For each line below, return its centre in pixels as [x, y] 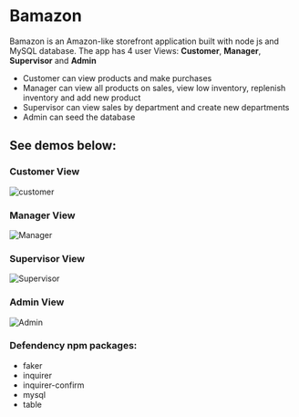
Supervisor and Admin [53, 60]
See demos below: [63, 146]
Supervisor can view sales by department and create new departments [156, 107]
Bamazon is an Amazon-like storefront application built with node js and [144, 41]
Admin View [37, 302]
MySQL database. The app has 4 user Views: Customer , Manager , [135, 50]
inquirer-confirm [53, 385]
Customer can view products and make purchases [117, 78]
